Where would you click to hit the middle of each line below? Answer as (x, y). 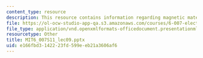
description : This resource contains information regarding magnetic (96, 18)
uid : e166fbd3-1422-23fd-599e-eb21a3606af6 (62, 46)
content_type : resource (36, 12)
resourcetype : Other (32, 34)
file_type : (20, 29)
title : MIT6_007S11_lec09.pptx (46, 40)
